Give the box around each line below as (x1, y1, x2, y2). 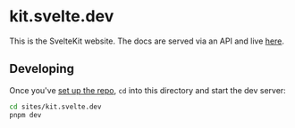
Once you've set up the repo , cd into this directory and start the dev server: (9, 84, 286, 95)
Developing (9, 61, 74, 76)
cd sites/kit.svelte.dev (9, 102, 102, 111)
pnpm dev (9, 110, 42, 119)
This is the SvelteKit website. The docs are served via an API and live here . (9, 36, 284, 46)
